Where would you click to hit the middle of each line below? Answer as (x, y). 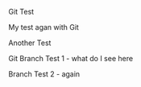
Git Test (21, 12)
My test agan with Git (44, 27)
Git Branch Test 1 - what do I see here (71, 58)
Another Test (30, 43)
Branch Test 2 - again (44, 74)
